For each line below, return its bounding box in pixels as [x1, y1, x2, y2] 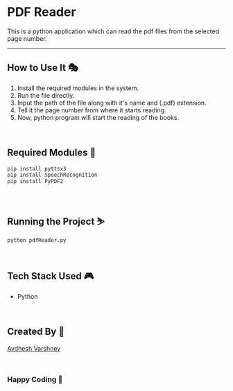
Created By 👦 [7, 326, 64, 338]
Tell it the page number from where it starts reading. [17, 105, 166, 114]
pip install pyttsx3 [7, 165, 67, 172]
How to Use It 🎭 [7, 62, 78, 73]
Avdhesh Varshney [7, 344, 61, 352]
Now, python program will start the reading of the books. [17, 113, 179, 121]
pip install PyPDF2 [7, 178, 64, 185]
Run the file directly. [17, 91, 75, 99]
